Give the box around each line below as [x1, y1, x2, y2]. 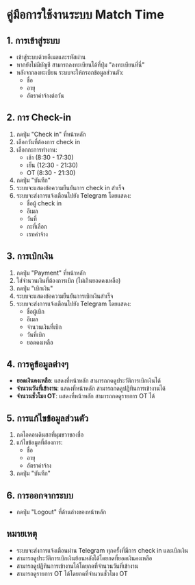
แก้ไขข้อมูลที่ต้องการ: [16, 438, 63, 446]
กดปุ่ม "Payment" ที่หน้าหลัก [16, 268, 86, 277]
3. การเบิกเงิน [6, 251, 54, 262]
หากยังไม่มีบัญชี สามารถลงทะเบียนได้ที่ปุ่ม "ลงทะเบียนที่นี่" [16, 60, 145, 69]
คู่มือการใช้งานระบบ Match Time [6, 7, 165, 23]
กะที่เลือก [26, 222, 47, 230]
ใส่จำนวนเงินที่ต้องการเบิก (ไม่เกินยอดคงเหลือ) [16, 276, 121, 284]
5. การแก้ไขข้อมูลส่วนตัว [6, 412, 89, 424]
